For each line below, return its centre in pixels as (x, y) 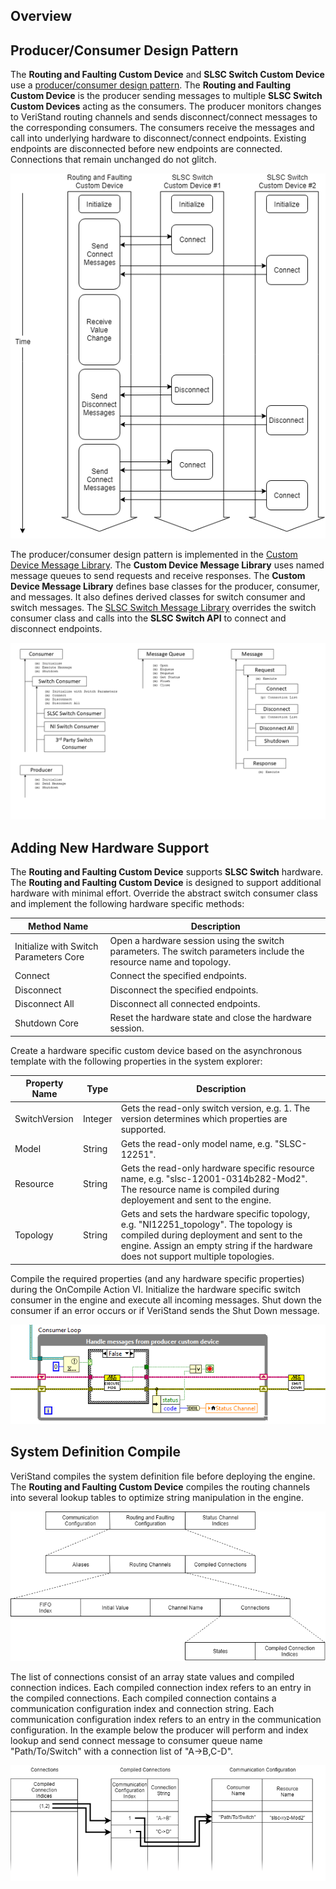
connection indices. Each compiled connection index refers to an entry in (161, 1688)
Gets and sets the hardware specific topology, (215, 1214)
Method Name (58, 926)
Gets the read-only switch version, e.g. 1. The (215, 1108)
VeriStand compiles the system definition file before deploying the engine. (163, 1476)
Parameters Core (49, 956)
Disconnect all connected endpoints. (185, 1003)
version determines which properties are (204, 1119)
